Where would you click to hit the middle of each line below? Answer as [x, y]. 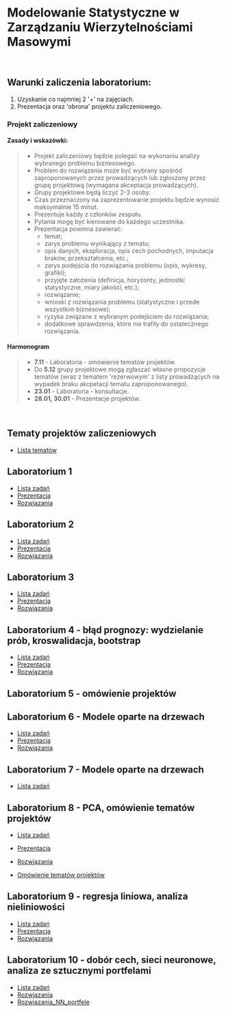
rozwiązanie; [62, 294]
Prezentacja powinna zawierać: [78, 229]
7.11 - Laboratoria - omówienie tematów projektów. [105, 362]
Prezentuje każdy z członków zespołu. [88, 214]
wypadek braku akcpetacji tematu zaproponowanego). [111, 384]
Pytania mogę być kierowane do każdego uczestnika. [109, 221]
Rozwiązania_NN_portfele [53, 1002]
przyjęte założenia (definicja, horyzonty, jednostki [114, 280]
